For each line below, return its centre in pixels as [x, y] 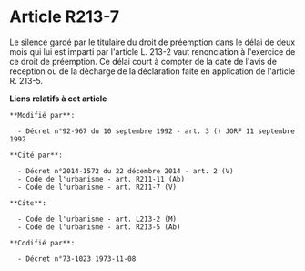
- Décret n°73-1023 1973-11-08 [77, 259]
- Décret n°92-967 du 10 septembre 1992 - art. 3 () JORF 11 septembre [157, 131]
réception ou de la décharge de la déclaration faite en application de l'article [152, 71]
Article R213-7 [65, 17]
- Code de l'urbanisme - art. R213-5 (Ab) [99, 227]
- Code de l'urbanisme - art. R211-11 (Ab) [101, 179]
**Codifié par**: [42, 243]
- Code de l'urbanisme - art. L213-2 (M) [97, 219]
